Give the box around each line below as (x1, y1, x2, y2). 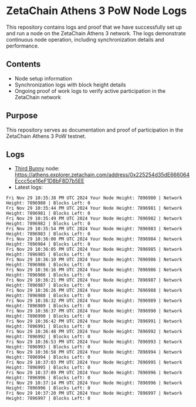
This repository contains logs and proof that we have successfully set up (6, 23, 182, 31)
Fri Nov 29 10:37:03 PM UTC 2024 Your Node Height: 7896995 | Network (6, 359, 183, 365)
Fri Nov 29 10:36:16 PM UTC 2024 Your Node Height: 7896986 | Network (6, 267, 183, 273)
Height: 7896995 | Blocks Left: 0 (6, 365, 91, 371)
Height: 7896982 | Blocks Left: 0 (6, 221, 91, 227)
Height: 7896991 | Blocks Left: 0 (6, 324, 91, 329)
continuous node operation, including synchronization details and (6, 36, 164, 43)
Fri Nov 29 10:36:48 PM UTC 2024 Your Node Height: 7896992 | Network (6, 329, 183, 335)
